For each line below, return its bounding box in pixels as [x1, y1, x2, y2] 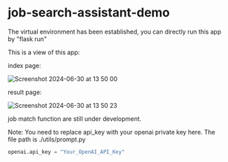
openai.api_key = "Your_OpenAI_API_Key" [8, 148, 126, 155]
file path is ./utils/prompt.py [8, 135, 86, 143]
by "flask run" [8, 34, 47, 43]
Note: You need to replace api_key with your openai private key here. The [8, 128, 216, 136]
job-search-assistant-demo [8, 5, 170, 21]
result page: [8, 88, 42, 96]
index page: [8, 61, 42, 69]
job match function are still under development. [8, 115, 141, 123]
